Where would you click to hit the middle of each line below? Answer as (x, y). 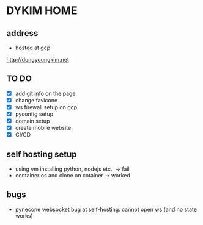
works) (24, 216)
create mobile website (43, 128)
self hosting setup (42, 154)
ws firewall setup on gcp (46, 107)
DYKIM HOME (42, 11)
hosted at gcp (33, 48)
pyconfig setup (34, 114)
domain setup (32, 121)
